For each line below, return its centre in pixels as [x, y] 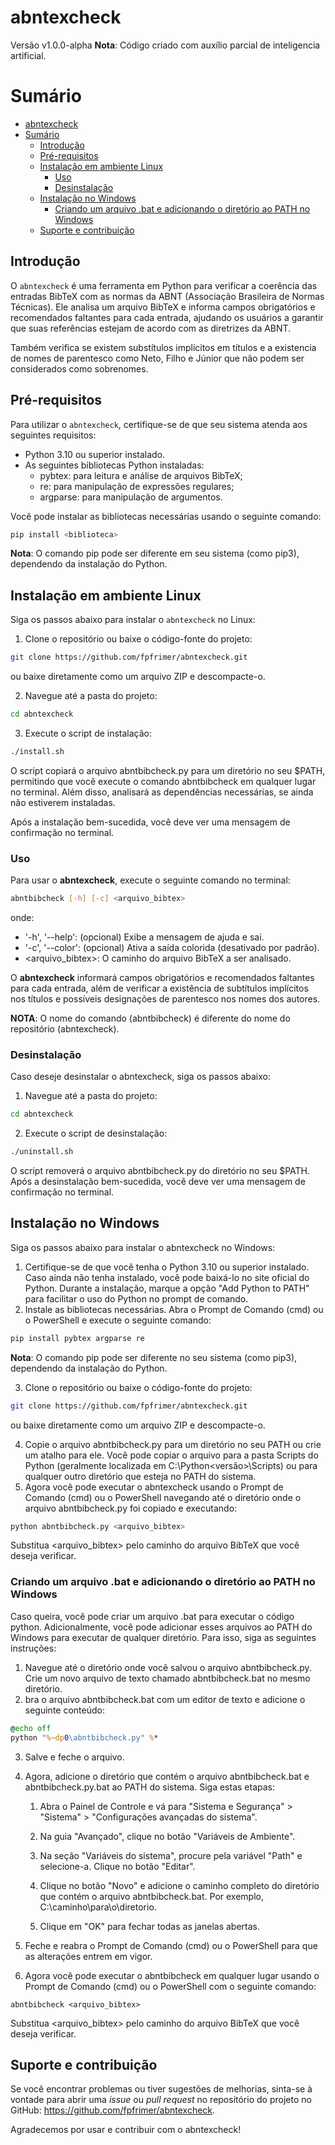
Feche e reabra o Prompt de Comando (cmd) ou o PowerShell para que [171, 1945]
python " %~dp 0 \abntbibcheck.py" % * [84, 1737]
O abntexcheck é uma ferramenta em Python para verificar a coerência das [164, 285]
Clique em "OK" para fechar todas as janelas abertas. [149, 1926]
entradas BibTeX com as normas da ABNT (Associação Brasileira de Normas [167, 296]
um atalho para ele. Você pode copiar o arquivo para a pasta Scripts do [171, 1455]
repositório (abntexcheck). [65, 1028]
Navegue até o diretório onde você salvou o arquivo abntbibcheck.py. [168, 1667]
